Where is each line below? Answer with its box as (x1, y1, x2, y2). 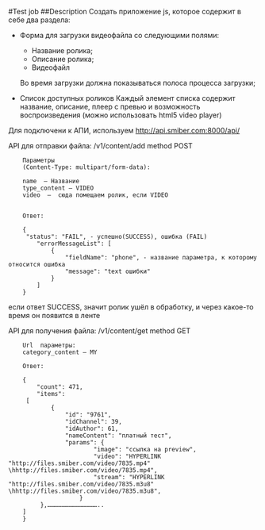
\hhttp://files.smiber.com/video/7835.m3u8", (8, 487, 161, 495)
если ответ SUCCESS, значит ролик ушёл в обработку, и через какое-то (8, 302, 254, 312)
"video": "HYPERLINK (93, 452, 161, 460)
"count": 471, (36, 383, 83, 391)
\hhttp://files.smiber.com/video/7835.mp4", (8, 467, 158, 474)
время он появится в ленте (8, 311, 101, 320)
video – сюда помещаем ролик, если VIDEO (22, 191, 169, 199)
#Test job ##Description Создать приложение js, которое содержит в (8, 7, 242, 16)
